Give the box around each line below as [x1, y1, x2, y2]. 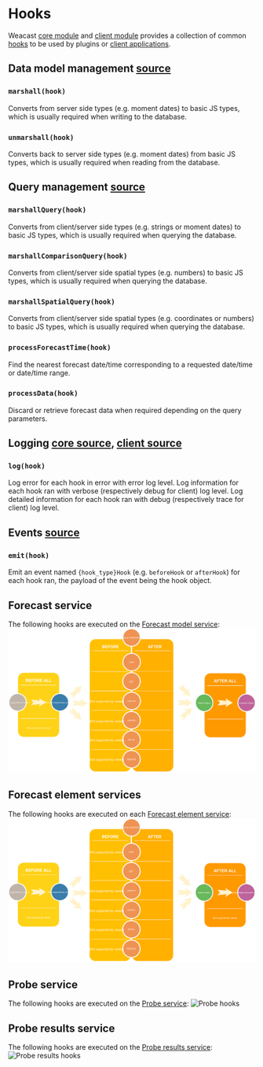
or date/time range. [8, 367, 71, 378]
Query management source [8, 180, 145, 194]
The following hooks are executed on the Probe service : [8, 999, 190, 1008]
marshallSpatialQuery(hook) [8, 297, 115, 306]
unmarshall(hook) [8, 133, 75, 142]
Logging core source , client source [8, 437, 182, 450]
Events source [8, 526, 80, 539]
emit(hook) [8, 551, 49, 559]
